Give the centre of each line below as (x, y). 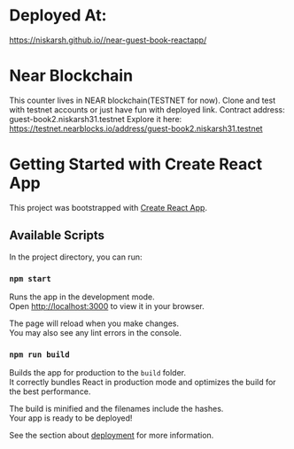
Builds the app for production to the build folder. (98, 373)
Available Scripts (57, 236)
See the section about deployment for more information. (112, 436)
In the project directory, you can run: (76, 257)
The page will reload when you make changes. (94, 323)
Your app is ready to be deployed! (71, 418)
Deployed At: (58, 15)
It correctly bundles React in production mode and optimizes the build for (143, 383)
